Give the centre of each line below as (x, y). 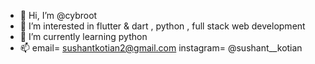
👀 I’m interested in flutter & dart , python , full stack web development (162, 26)
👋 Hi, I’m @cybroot (58, 15)
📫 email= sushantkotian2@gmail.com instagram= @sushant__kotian (161, 48)
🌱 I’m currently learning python (83, 36)
